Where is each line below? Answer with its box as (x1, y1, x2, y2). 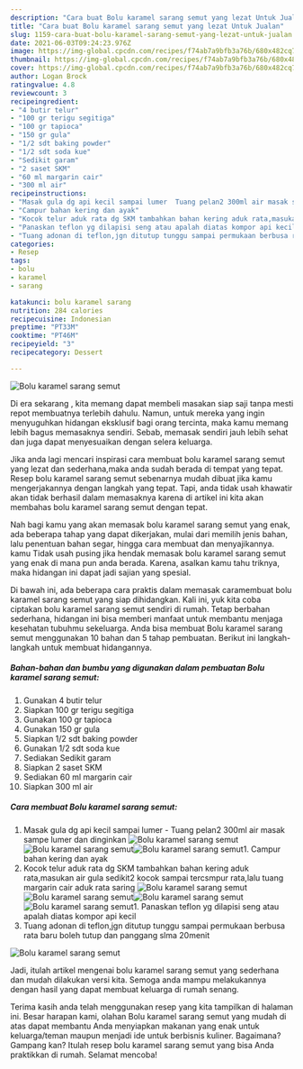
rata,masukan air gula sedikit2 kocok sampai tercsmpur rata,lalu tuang (22, 872, 284, 883)
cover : (10, 64, 35, 73)
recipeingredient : (10, 96, 79, 106)
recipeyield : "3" (10, 340, 76, 349)
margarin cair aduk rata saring (22, 882, 136, 892)
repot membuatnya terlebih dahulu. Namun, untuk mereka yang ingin (10, 407, 265, 418)
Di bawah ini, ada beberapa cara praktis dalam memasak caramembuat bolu (10, 584, 292, 595)
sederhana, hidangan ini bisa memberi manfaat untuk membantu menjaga (10, 613, 283, 624)
